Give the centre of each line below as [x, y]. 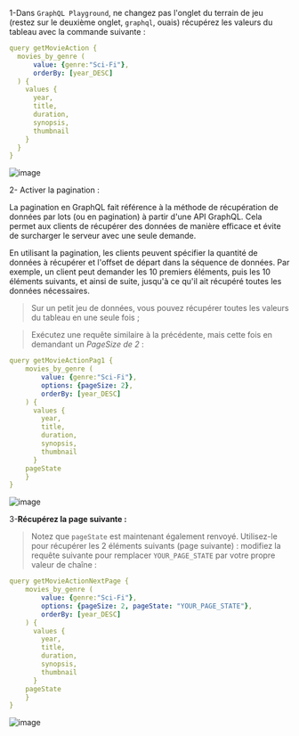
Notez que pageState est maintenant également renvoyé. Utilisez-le [154, 536]
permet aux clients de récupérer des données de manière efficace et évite [145, 226]
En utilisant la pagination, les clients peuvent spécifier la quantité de [133, 253]
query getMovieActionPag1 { [61, 361]
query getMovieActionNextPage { [69, 581]
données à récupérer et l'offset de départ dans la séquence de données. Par [149, 263]
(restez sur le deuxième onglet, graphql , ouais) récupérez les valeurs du [141, 22]
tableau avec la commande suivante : [77, 32]
